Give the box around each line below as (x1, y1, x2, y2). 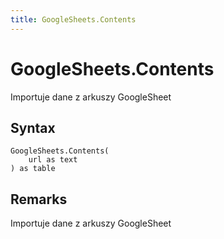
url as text (28, 155, 78, 165)
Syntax (10, 119, 56, 136)
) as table (10, 164, 56, 174)
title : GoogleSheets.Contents (10, 14, 137, 25)
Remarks (10, 191, 68, 208)
